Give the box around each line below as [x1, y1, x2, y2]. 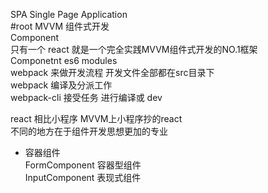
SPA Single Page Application [10, 9, 128, 20]
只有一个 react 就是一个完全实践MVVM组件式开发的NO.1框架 [10, 44, 258, 55]
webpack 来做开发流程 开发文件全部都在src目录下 [10, 67, 215, 78]
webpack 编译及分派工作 [10, 79, 113, 91]
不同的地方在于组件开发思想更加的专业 [10, 125, 168, 137]
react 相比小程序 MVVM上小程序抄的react [10, 113, 183, 124]
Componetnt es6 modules [10, 55, 118, 66]
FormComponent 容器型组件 [24, 159, 142, 171]
